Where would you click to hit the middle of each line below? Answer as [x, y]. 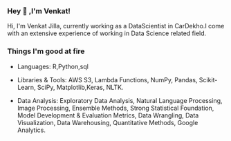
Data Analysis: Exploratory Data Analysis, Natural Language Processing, [120, 100]
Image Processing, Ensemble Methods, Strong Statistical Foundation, [115, 108]
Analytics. [31, 130]
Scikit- [208, 79]
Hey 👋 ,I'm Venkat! [39, 11]
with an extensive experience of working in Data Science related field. [107, 33]
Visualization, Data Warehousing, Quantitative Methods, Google [108, 122]
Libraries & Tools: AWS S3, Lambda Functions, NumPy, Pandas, [107, 79]
